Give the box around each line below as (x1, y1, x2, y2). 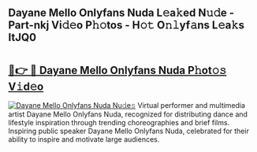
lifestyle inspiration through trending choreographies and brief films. (8, 118, 230, 127)
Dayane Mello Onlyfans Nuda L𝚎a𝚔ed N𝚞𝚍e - (8, 6, 235, 20)
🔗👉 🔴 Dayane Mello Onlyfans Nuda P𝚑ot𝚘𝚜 (8, 63, 227, 77)
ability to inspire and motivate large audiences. (8, 135, 160, 144)
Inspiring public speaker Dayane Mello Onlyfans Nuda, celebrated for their (8, 126, 250, 135)
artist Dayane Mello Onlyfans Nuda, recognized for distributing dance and (8, 109, 248, 119)
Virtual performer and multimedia (137, 101, 246, 109)
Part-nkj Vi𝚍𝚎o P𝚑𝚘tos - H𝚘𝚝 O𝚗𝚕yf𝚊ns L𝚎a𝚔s (8, 19, 244, 32)
